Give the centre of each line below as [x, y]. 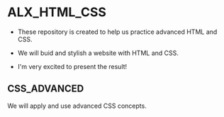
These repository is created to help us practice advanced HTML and [117, 32]
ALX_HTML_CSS [57, 12]
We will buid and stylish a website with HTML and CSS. [98, 53]
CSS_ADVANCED [46, 89]
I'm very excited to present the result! [72, 66]
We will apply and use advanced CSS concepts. [77, 106]
